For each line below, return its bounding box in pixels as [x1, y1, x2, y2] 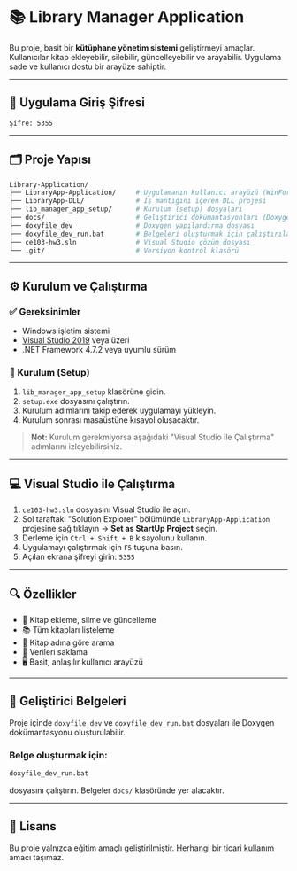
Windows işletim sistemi [21, 325, 110, 337]
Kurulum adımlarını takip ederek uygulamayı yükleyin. [21, 405, 217, 416]
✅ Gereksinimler [9, 305, 81, 317]
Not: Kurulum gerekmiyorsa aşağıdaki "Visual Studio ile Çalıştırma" [30, 432, 275, 443]
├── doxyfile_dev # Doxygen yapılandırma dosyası [9, 221, 255, 230]
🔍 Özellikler [9, 587, 77, 602]
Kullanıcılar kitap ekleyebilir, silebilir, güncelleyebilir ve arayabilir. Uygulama [9, 51, 282, 62]
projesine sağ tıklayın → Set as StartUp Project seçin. [21, 524, 218, 534]
